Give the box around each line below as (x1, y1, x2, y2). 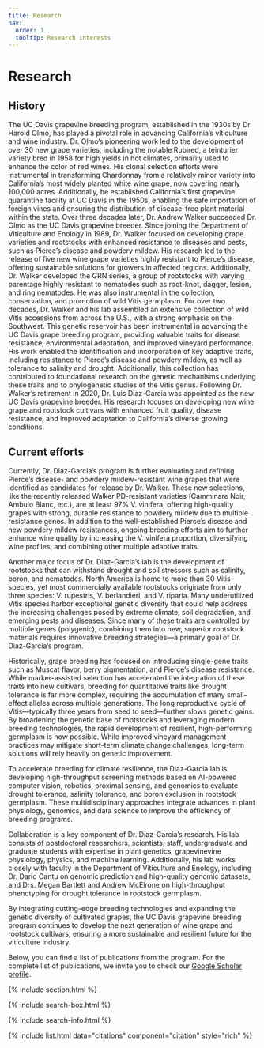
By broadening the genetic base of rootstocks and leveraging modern (8, 715, 236, 725)
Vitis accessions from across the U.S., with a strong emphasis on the (8, 313, 232, 322)
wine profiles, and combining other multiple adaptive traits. (8, 542, 200, 552)
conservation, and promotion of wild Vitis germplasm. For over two (8, 296, 226, 306)
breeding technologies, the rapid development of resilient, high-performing (8, 724, 253, 733)
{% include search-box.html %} (8, 1001, 111, 1010)
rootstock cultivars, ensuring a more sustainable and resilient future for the (8, 929, 251, 939)
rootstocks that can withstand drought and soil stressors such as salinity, (8, 566, 246, 575)
